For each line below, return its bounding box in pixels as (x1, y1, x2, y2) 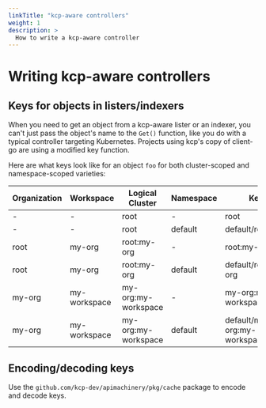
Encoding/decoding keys (8, 361, 135, 375)
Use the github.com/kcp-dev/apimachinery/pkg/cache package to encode (8, 383, 246, 392)
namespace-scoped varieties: (8, 169, 106, 179)
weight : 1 (8, 19, 41, 27)
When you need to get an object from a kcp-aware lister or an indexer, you (8, 120, 252, 130)
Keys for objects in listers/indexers (8, 99, 184, 112)
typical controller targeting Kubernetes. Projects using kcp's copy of (8, 137, 231, 146)
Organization (12, 193, 63, 204)
